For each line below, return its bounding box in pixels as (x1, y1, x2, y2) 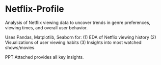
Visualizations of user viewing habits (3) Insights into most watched (5, 39, 142, 45)
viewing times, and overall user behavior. (5, 24, 88, 30)
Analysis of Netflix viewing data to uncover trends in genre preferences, (5, 20, 151, 25)
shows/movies (5, 44, 34, 50)
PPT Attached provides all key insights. (5, 54, 84, 60)
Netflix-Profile (5, 3, 64, 15)
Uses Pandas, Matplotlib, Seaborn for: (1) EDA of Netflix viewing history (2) (5, 34, 156, 40)
